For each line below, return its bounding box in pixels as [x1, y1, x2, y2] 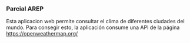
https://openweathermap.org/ [6, 30, 78, 37]
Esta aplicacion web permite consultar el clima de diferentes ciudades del [6, 18, 185, 25]
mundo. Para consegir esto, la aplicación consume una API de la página [6, 24, 180, 31]
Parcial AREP [6, 5, 44, 13]
